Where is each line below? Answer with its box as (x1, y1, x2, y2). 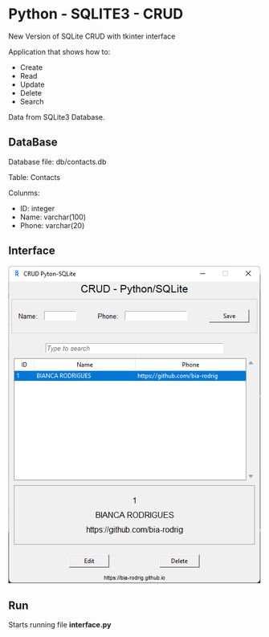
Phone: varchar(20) (19, 220, 85, 230)
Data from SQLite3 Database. (8, 112, 106, 121)
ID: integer (19, 203, 55, 213)
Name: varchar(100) (19, 212, 87, 222)
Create (19, 62, 43, 72)
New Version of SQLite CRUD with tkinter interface (8, 31, 176, 41)
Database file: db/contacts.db (8, 157, 107, 166)
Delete (19, 88, 43, 97)
